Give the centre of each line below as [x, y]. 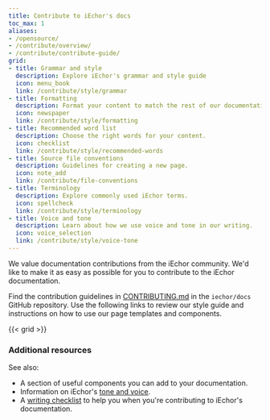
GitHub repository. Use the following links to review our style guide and [126, 305]
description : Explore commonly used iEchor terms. [102, 195]
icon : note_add [41, 173]
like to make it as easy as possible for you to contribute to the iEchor [121, 272]
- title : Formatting [43, 98]
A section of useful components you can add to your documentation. [134, 383]
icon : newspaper [43, 114]
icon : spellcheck [45, 203]
